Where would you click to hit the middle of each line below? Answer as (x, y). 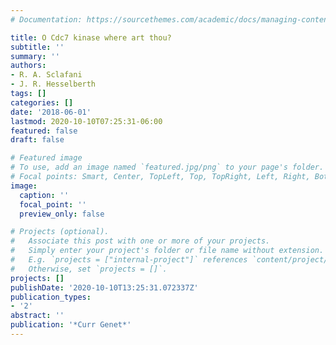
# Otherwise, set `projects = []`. (89, 269)
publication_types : (51, 297)
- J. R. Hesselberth (53, 84)
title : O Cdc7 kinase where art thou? (91, 37)
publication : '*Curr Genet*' (71, 325)
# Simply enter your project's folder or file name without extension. (167, 251)
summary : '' (35, 56)
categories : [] (42, 102)
